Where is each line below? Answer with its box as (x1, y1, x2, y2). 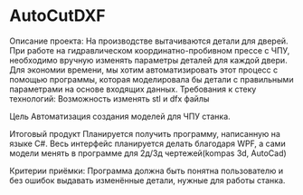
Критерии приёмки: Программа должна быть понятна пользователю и (9, 165, 284, 176)
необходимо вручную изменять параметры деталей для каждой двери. (9, 54, 288, 65)
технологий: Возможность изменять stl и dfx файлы (9, 93, 210, 104)
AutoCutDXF (9, 5, 106, 26)
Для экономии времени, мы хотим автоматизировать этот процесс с (9, 64, 279, 75)
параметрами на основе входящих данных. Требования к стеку (9, 83, 257, 94)
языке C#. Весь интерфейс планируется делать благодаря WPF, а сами (9, 138, 287, 149)
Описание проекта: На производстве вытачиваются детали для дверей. (9, 35, 289, 46)
